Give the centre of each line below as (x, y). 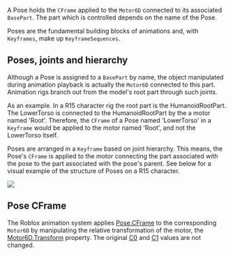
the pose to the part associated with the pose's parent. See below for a (109, 163)
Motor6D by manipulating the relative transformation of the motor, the (105, 230)
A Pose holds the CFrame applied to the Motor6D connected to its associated (115, 10)
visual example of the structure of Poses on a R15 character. (93, 171)
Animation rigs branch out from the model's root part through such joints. (112, 92)
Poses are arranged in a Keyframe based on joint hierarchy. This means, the (115, 149)
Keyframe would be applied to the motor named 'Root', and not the (102, 128)
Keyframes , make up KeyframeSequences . (64, 38)
